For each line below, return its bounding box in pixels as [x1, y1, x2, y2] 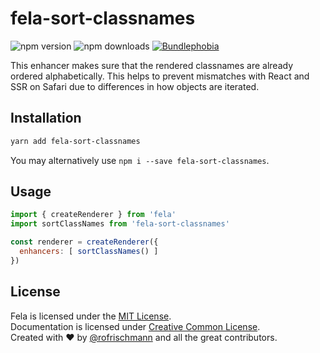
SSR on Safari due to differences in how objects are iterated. [10, 80, 260, 92]
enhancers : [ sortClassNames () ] [19, 247, 159, 257]
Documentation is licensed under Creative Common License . [10, 320, 261, 332]
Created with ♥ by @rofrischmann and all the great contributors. [10, 331, 278, 343]
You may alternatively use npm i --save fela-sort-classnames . [10, 154, 270, 166]
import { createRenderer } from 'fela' [10, 210, 177, 220]
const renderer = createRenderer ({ [10, 237, 159, 247]
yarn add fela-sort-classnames [10, 136, 141, 146]
